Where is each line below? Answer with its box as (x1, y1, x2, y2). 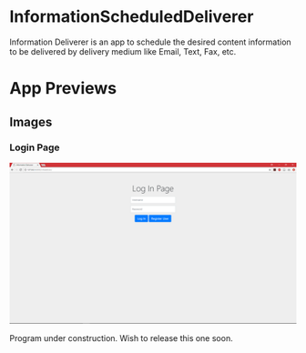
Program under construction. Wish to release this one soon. (9, 333, 234, 344)
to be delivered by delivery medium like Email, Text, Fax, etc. (9, 45, 237, 56)
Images (9, 114, 53, 129)
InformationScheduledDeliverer (9, 6, 254, 27)
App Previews (9, 78, 117, 99)
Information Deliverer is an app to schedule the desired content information (9, 36, 291, 47)
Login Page (9, 141, 61, 154)
